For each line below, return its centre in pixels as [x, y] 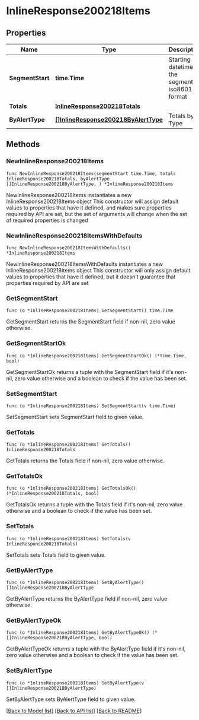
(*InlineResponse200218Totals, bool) [53, 494]
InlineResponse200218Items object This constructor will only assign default [98, 270]
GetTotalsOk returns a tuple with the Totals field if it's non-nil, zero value [94, 505]
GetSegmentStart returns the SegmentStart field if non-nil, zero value [91, 322]
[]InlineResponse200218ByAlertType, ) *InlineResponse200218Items [90, 184]
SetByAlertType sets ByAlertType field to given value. [71, 699]
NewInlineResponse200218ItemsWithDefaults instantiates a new [84, 264]
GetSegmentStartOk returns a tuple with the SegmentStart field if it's [90, 372]
